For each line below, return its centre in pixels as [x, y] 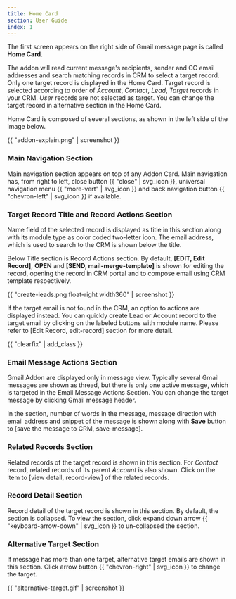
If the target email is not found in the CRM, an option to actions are [104, 308]
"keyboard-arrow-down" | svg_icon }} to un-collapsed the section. [104, 526]
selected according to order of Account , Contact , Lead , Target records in [113, 90]
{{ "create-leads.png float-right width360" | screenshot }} [91, 294]
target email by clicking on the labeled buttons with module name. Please [113, 323]
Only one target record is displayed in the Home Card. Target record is [109, 83]
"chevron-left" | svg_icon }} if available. [64, 196]
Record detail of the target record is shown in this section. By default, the [113, 510]
